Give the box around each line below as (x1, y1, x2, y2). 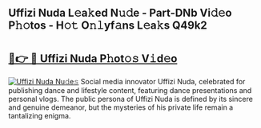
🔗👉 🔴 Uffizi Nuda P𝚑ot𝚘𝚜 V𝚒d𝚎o (8, 52, 178, 65)
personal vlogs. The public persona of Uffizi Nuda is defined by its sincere (8, 95, 254, 103)
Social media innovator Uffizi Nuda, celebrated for (80, 77, 246, 86)
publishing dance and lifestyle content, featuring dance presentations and (8, 86, 252, 95)
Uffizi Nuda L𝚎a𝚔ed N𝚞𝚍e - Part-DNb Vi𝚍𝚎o (8, 6, 232, 20)
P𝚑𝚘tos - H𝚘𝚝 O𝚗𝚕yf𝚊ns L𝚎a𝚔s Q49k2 (8, 19, 208, 33)
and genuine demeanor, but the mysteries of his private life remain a (8, 103, 234, 112)
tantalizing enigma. (8, 111, 71, 120)
